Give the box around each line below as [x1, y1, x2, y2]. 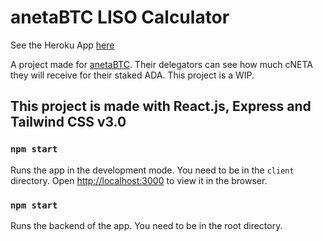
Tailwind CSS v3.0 [10, 114, 127, 131]
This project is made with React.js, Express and [10, 98, 312, 115]
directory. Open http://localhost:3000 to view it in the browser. [10, 174, 268, 186]
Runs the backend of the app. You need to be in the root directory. [10, 219, 283, 231]
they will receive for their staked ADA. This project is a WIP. [10, 69, 255, 81]
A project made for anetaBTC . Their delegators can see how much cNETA [10, 58, 313, 70]
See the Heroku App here [10, 39, 115, 51]
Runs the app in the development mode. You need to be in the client [10, 164, 295, 176]
